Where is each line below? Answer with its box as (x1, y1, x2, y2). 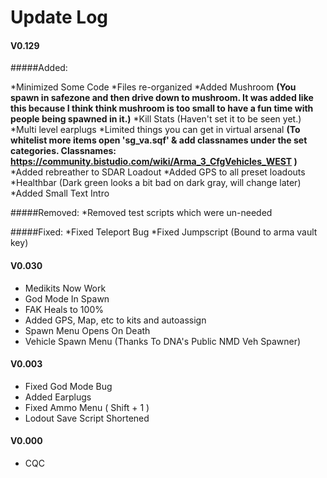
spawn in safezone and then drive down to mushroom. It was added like (10, 92, 314, 104)
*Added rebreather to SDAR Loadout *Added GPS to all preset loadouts (10, 166, 306, 178)
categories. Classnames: (10, 145, 117, 157)
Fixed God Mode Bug (24, 380, 113, 392)
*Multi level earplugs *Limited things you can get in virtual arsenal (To (10, 124, 301, 136)
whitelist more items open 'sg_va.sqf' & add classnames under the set (10, 134, 308, 146)
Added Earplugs (24, 391, 92, 403)
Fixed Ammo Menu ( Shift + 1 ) (24, 401, 150, 413)
